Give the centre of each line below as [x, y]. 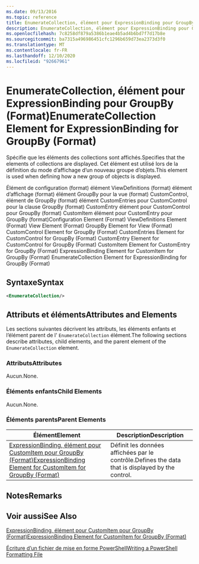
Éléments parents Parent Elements [56, 420]
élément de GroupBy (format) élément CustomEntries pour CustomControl [97, 201]
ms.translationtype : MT [36, 45]
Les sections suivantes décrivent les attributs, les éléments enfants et [91, 329]
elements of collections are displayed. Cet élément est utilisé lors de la [92, 164]
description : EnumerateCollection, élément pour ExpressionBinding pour [98, 28]
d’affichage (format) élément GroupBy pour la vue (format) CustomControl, [97, 194]
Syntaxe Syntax [35, 282]
